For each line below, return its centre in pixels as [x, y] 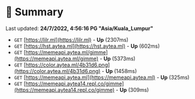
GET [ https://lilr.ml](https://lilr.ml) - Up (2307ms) [71, 39]
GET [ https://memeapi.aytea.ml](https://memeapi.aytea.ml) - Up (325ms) [102, 77]
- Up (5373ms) [118, 58]
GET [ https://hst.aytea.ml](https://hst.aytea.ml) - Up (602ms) [87, 46]
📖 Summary [34, 12]
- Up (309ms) [132, 90]
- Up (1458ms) [119, 71]
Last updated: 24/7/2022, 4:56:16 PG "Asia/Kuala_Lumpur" [80, 28]
